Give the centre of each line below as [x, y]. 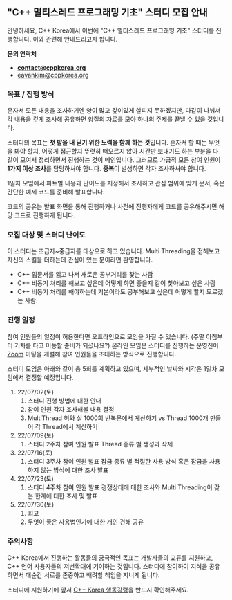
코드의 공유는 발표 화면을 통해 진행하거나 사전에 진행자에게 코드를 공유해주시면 [112, 207]
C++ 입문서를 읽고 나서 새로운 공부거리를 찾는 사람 [85, 275]
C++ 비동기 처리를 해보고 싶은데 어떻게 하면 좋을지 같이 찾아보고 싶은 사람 [116, 283]
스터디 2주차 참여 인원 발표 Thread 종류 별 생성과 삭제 [100, 444]
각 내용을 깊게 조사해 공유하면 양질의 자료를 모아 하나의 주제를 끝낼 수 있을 [106, 119]
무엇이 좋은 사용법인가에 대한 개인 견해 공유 [85, 522]
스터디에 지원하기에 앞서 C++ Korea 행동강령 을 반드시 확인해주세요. [98, 590]
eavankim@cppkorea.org [53, 75]
